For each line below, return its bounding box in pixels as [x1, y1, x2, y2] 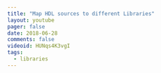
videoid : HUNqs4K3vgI [7, 42, 71, 49]
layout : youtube [7, 17, 55, 24]
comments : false [7, 36, 55, 43]
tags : [7, 49, 23, 56]
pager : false [7, 23, 45, 30]
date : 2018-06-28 [7, 29, 58, 37]
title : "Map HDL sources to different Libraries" [7, 10, 155, 17]
